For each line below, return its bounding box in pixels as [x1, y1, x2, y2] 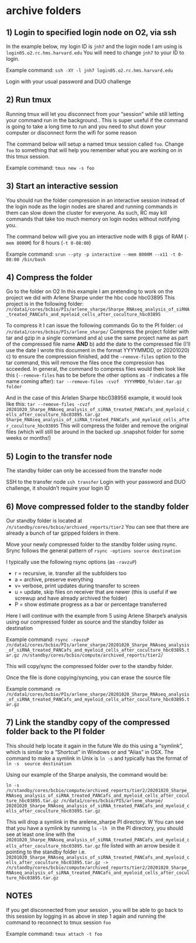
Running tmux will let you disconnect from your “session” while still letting [6, 110, 184, 118]
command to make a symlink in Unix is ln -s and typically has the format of [6, 755, 188, 762]
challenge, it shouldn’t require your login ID [6, 484, 110, 492]
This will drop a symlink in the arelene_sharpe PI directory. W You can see [6, 818, 184, 825]
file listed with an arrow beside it [101, 842, 180, 849]
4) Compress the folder [6, 273, 93, 283]
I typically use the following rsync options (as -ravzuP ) [6, 559, 137, 566]
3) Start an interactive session [6, 181, 119, 191]
